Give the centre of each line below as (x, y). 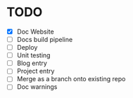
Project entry (36, 71)
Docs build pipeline (45, 40)
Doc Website (35, 31)
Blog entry (32, 63)
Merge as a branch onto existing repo (71, 79)
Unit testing (33, 55)
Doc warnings (37, 87)
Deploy (27, 48)
